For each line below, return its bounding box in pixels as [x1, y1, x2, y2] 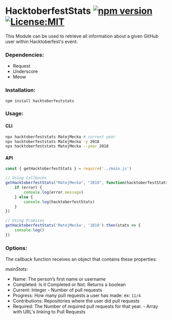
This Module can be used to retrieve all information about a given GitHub [5, 33, 159, 39]
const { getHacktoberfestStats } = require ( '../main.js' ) [5, 166, 132, 171]
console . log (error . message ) [24, 190, 83, 195]
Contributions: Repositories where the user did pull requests [12, 298, 140, 304]
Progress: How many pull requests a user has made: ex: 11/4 [12, 292, 141, 298]
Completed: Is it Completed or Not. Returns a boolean [12, 282, 126, 288]
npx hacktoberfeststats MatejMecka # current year [5, 134, 116, 139]
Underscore [12, 68, 38, 74]
